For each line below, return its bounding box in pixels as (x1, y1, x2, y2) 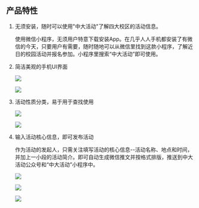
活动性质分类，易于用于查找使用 (14, 98, 94, 105)
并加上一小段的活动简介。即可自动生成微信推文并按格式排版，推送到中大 (14, 153, 193, 160)
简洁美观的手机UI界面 (14, 63, 68, 70)
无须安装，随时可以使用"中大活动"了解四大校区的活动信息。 (14, 23, 161, 30)
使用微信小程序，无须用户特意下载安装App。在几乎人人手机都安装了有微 (14, 35, 193, 42)
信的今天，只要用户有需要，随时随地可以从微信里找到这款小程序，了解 (14, 42, 188, 50)
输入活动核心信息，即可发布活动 (14, 133, 94, 140)
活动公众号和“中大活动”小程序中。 (14, 161, 99, 168)
